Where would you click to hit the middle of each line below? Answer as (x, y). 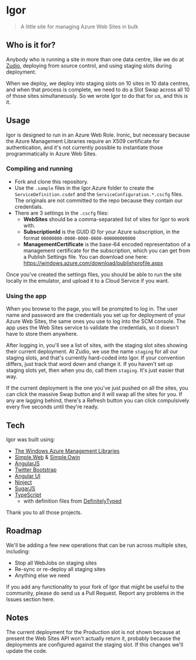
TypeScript (28, 494)
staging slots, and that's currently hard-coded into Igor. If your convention (96, 358)
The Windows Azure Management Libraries (67, 451)
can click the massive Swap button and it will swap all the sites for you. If (94, 394)
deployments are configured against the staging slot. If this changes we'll (95, 644)
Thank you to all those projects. (44, 512)
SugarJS (25, 488)
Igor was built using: (31, 439)
